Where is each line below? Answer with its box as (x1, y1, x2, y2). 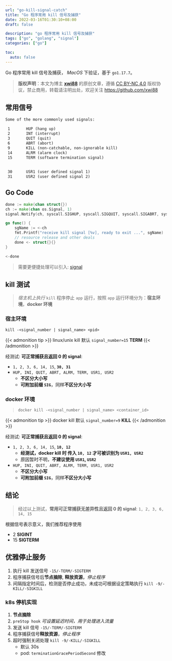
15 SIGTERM (12, 537, 39, 543)
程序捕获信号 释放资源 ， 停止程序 (12, 631, 80, 637)
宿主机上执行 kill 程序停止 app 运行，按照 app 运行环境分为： (17, 295, 147, 301)
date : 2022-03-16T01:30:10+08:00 (5, 17, 77, 22)
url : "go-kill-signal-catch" (5, 7, 68, 13)
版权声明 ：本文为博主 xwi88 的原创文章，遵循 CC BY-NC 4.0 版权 (17, 80, 157, 86)
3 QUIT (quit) (7, 136, 52, 141)
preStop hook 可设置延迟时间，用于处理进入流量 (12, 618, 114, 624)
